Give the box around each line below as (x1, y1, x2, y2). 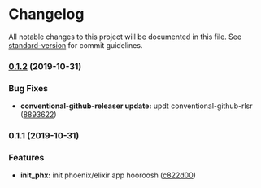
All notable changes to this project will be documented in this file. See (8, 32, 242, 42)
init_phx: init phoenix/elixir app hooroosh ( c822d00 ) (20, 170, 197, 180)
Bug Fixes (8, 82, 49, 94)
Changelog (8, 5, 85, 24)
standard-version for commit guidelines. (8, 40, 143, 50)
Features (8, 152, 45, 163)
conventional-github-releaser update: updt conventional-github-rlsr (20, 101, 253, 111)
